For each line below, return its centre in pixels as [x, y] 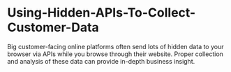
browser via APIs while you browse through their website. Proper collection [115, 54]
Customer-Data [53, 27]
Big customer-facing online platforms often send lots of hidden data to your [115, 46]
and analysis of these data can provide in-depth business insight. [101, 61]
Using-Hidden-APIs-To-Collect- [102, 13]
